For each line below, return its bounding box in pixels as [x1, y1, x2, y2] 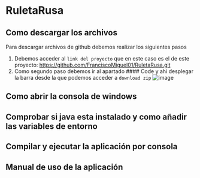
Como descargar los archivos [5, 28, 118, 38]
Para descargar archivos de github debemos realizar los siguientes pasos [5, 43, 187, 50]
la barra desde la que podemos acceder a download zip [14, 74, 151, 81]
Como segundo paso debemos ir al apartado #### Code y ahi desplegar [14, 68, 194, 75]
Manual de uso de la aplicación [5, 162, 123, 172]
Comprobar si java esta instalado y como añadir [5, 111, 187, 122]
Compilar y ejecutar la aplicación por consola [5, 141, 178, 152]
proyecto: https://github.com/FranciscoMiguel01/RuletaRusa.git [14, 61, 171, 68]
